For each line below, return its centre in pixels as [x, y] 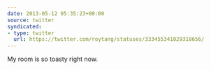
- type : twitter [31, 33]
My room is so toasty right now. [52, 59]
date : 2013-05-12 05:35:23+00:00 [56, 14]
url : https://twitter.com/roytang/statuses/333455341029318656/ [109, 40]
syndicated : [24, 26]
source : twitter [31, 20]
